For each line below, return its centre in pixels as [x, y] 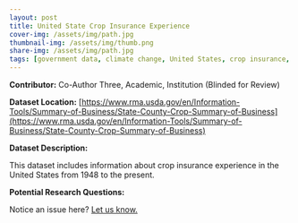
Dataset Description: [48, 148]
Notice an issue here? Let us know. [74, 210]
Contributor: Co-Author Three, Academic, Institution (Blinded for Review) [145, 85]
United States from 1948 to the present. [82, 175]
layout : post [34, 17]
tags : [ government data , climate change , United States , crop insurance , [150, 59]
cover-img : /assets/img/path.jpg [72, 34]
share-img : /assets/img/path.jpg [72, 51]
